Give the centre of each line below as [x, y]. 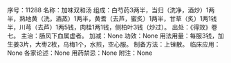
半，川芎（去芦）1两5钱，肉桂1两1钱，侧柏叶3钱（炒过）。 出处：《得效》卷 [112, 27]
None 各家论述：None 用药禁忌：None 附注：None [80, 53]
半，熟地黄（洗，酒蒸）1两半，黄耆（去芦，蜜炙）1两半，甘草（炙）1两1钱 [112, 18]
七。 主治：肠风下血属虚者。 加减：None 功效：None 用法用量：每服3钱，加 [116, 36]
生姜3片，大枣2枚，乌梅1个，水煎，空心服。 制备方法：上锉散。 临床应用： [114, 44]
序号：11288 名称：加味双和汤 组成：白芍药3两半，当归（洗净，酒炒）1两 [111, 10]
